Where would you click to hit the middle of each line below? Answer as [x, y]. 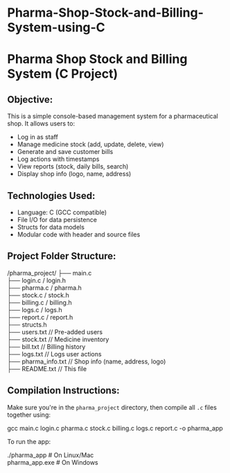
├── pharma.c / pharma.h [44, 287]
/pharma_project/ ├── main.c [50, 273]
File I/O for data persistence [57, 220]
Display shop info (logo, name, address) [74, 174]
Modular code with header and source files [79, 234]
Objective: [30, 100]
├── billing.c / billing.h [39, 302]
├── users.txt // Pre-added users [55, 332]
